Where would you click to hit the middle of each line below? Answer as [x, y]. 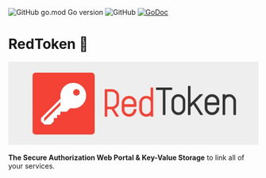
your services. [32, 165]
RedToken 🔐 [48, 44]
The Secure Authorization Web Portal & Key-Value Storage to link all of [126, 157]
